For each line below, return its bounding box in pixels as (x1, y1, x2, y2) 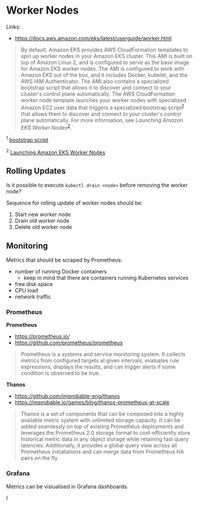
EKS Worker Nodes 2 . (20, 123, 72, 131)
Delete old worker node (14, 224, 72, 231)
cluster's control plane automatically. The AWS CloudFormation (20, 90, 175, 97)
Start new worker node (14, 211, 71, 218)
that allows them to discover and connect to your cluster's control (20, 110, 182, 117)
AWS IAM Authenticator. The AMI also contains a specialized (20, 78, 169, 85)
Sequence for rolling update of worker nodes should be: (6, 199, 143, 206)
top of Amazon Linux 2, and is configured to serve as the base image (20, 59, 190, 66)
